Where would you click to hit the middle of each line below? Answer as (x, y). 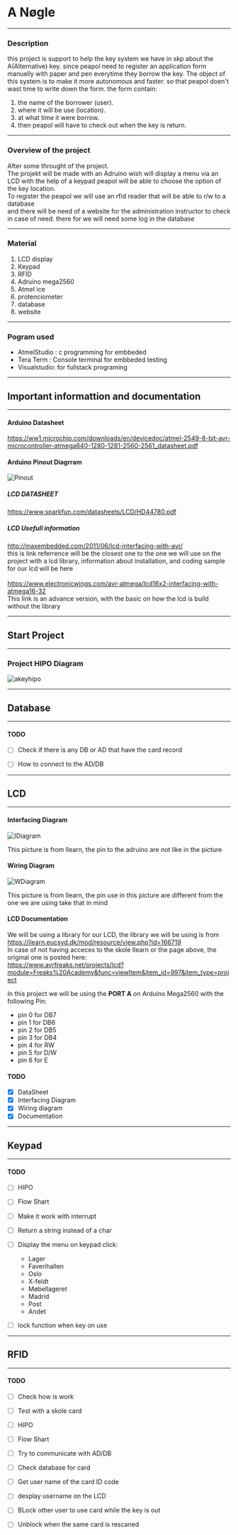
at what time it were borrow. (58, 118)
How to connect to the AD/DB (61, 764)
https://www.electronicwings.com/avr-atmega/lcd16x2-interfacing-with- (113, 584)
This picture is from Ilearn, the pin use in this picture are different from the (115, 895)
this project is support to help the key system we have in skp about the (110, 59)
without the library (34, 606)
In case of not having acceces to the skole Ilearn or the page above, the (112, 949)
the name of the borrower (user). (66, 103)
